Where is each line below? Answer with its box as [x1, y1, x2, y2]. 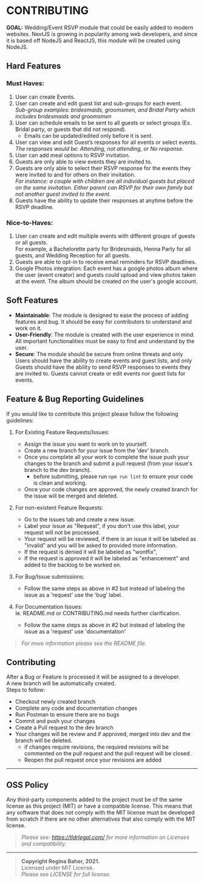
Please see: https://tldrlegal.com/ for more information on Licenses [21, 833, 190, 841]
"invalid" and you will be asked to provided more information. [24, 541, 177, 549]
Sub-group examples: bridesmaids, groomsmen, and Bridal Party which [15, 106, 195, 113]
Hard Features [6, 61, 61, 71]
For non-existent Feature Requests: [15, 504, 104, 511]
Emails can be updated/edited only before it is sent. [24, 132, 153, 139]
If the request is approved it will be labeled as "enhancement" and [24, 554, 189, 561]
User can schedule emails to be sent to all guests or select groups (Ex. [15, 119, 192, 126]
